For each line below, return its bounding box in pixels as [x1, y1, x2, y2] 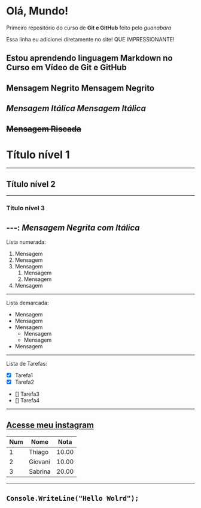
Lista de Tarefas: [6, 360, 48, 367]
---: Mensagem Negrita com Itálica [6, 222, 140, 232]
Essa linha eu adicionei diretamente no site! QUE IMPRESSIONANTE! [6, 35, 175, 43]
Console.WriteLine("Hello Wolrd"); [6, 494, 139, 503]
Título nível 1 [6, 148, 70, 162]
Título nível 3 [6, 204, 45, 213]
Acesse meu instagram [6, 420, 95, 430]
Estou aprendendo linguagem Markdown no [6, 53, 173, 64]
